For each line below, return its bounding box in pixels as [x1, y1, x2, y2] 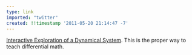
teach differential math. [6, 43, 64, 50]
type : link [6, 8, 34, 15]
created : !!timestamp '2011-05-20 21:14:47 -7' [6, 20, 129, 26]
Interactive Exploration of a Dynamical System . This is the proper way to [6, 37, 187, 44]
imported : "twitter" [6, 15, 59, 21]
